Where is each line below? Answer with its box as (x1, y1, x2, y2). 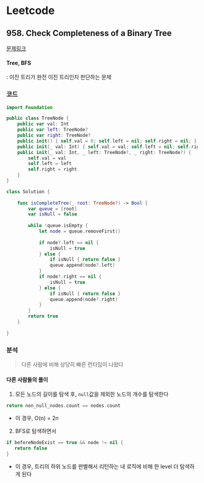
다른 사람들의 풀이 (6, 376, 49, 383)
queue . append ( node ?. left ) (49, 263, 115, 269)
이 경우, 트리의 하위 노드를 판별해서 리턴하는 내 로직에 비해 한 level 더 (15, 462, 179, 470)
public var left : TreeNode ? (17, 127, 88, 133)
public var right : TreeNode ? (17, 132, 91, 138)
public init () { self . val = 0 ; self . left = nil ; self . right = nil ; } (17, 138, 197, 144)
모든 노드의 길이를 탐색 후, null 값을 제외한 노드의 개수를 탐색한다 (15, 390, 169, 398)
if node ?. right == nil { (38, 273, 102, 280)
